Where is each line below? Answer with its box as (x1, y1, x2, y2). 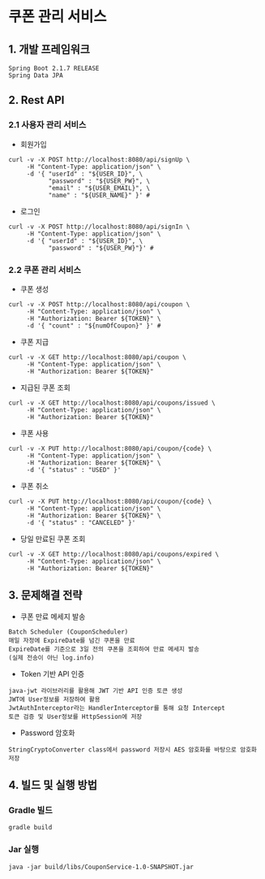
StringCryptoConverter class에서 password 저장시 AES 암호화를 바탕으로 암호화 (8, 745, 258, 754)
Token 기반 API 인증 (19, 669, 85, 678)
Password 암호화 (19, 728, 75, 738)
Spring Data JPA (8, 71, 63, 80)
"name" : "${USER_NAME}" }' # (48, 191, 151, 199)
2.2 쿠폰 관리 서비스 (8, 264, 82, 275)
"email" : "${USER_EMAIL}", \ (48, 184, 151, 192)
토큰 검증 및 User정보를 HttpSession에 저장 (8, 712, 143, 721)
